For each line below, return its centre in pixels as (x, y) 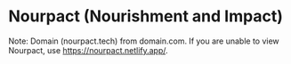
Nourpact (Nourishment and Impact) (146, 16)
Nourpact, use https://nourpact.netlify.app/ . (88, 50)
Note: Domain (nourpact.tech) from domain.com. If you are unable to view (144, 41)
